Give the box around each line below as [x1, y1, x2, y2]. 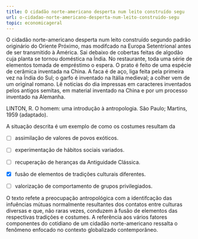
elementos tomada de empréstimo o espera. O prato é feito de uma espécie [6, 62, 191, 69]
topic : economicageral [6, 20, 62, 26]
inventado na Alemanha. [6, 93, 65, 100]
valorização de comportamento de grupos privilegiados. [14, 182, 153, 189]
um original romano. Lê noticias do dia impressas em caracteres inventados [6, 81, 191, 88]
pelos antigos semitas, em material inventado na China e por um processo [6, 87, 188, 94]
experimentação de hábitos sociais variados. [14, 146, 125, 154]
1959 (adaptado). [6, 111, 48, 118]
